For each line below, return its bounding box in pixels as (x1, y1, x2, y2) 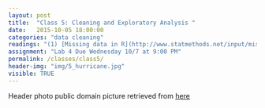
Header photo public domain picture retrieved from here (8, 91, 191, 100)
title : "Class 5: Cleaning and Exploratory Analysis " (8, 19, 196, 27)
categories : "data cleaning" (8, 33, 104, 41)
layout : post (8, 11, 51, 20)
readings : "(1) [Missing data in (8, 41, 118, 49)
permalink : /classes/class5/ (8, 56, 104, 63)
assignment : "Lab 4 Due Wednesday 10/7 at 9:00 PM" (8, 48, 181, 56)
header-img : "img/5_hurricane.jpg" (8, 63, 125, 70)
